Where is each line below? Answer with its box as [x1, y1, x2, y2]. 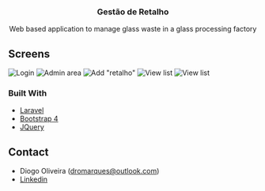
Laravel [19, 106, 44, 115]
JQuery [19, 122, 45, 132]
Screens [8, 47, 50, 61]
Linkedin [19, 174, 48, 184]
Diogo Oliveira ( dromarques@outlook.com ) [19, 167, 160, 176]
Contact [8, 145, 49, 159]
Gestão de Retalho [97, 6, 169, 17]
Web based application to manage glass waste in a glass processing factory [9, 24, 257, 34]
